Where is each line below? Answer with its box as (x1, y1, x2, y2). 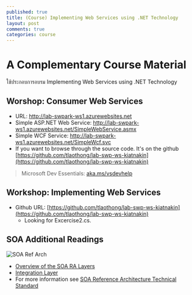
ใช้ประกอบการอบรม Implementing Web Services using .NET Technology (6, 78, 177, 86)
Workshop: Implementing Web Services (6, 188, 162, 198)
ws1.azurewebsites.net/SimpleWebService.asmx (15, 125, 137, 133)
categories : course (6, 32, 56, 38)
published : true (6, 9, 48, 15)
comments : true (6, 26, 45, 32)
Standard (15, 282, 38, 289)
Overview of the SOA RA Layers (15, 262, 96, 269)
